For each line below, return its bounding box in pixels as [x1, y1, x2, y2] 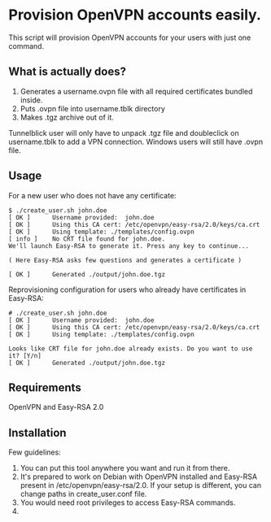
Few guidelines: [8, 447, 61, 457]
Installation [8, 425, 67, 440]
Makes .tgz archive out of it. [20, 112, 114, 122]
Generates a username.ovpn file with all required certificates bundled [20, 86, 253, 96]
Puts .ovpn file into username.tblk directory [20, 103, 165, 113]
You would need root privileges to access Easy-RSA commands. [20, 498, 236, 507]
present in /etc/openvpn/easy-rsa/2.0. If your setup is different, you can [20, 481, 262, 490]
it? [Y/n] [8, 351, 42, 359]
